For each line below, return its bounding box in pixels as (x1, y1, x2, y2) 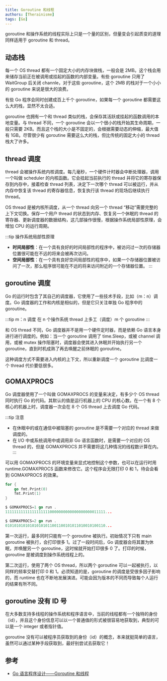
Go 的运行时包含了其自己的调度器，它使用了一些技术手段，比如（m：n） (5, 293, 154, 299)
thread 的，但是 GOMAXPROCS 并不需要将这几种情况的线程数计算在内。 (12, 443, 162, 449)
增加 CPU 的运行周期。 (5, 223, 52, 229)
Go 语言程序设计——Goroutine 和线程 (12, 671, 89, 677)
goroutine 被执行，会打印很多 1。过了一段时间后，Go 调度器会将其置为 (5, 539, 150, 545)
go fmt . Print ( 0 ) (14, 486, 48, 492)
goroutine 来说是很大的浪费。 (10, 86, 71, 92)
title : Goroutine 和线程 (5, 7, 55, 12)
